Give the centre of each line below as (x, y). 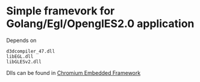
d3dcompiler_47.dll (31, 51)
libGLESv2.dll (24, 62)
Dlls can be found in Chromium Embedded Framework (73, 72)
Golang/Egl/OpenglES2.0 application (100, 24)
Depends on (21, 40)
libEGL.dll (20, 56)
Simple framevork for (61, 11)
